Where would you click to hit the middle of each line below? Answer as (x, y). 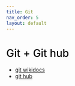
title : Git (20, 12)
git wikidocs (30, 70)
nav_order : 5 (22, 18)
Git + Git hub (38, 53)
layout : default (26, 23)
